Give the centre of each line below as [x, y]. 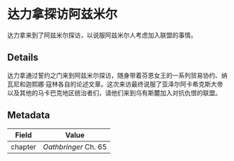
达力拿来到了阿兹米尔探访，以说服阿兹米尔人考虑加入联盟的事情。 [102, 35]
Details [23, 58]
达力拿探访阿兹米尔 [63, 14]
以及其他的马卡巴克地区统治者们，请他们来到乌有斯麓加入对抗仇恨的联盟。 [114, 92]
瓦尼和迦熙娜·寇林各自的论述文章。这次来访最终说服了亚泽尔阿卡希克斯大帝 [115, 84]
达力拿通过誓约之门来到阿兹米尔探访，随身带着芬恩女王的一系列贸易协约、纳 [117, 75]
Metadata [29, 115]
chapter [23, 146]
